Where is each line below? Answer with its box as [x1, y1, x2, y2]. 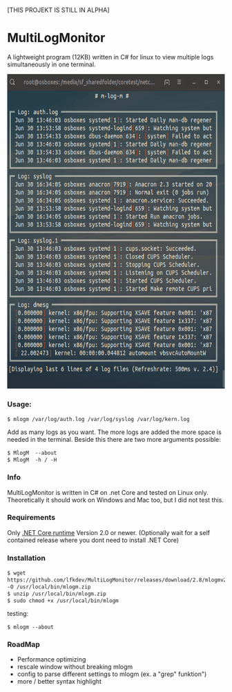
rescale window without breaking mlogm [17, 663, 133, 671]
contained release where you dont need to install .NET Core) [7, 536, 180, 544]
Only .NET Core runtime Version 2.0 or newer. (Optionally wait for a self [7, 528, 211, 536]
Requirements [7, 513, 56, 523]
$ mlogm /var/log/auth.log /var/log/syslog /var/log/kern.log [7, 416, 190, 423]
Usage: [7, 399, 32, 409]
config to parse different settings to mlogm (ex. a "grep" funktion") [17, 670, 207, 678]
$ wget [7, 570, 26, 577]
